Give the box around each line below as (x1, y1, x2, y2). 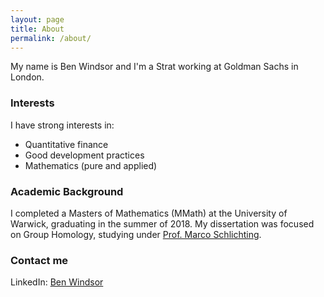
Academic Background (10, 184, 124, 198)
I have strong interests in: (10, 119, 115, 131)
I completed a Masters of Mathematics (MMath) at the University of (10, 207, 288, 219)
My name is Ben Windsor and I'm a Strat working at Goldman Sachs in (10, 61, 299, 73)
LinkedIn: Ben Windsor (10, 276, 104, 288)
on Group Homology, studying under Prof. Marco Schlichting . (10, 228, 262, 240)
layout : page (10, 14, 65, 25)
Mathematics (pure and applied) (24, 159, 158, 171)
